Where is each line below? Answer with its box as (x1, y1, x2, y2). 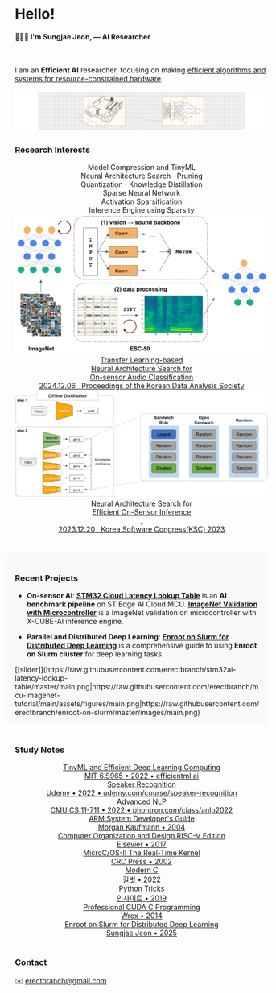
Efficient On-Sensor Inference (92, 507, 192, 516)
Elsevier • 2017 (116, 839, 167, 850)
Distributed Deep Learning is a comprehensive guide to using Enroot (26, 641, 257, 651)
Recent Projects (14, 573, 79, 584)
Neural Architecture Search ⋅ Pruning (80, 171, 204, 181)
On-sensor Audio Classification (89, 372, 194, 383)
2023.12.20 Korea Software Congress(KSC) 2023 (58, 524, 225, 534)
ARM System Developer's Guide (88, 814, 196, 824)
